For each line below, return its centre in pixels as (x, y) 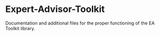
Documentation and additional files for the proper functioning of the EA (80, 23)
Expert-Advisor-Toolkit (55, 9)
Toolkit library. (20, 28)
